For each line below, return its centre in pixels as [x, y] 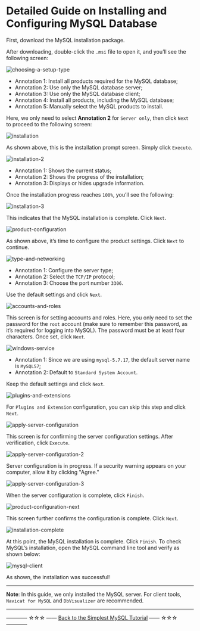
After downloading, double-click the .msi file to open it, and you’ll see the [96, 51]
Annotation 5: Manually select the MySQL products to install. [89, 106]
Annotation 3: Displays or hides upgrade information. [79, 183]
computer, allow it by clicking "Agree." [53, 472]
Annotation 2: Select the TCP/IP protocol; [65, 276]
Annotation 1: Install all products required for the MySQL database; [96, 81]
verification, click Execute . [38, 443]
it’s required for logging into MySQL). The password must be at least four [96, 330]
